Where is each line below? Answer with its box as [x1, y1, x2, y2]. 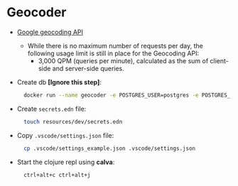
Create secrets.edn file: [16, 104, 87, 113]
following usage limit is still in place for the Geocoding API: [27, 49, 200, 58]
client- [210, 56, 229, 65]
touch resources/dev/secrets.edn [23, 118, 123, 125]
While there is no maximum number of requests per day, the [27, 41, 203, 50]
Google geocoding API [16, 28, 83, 36]
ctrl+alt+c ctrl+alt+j [23, 171, 91, 178]
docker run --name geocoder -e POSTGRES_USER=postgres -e [23, 92, 199, 99]
